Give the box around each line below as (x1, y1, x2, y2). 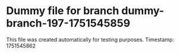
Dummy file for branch (6, 4, 119, 18)
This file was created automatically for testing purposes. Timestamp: (6, 36, 174, 43)
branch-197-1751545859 (6, 16, 131, 30)
